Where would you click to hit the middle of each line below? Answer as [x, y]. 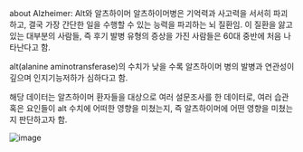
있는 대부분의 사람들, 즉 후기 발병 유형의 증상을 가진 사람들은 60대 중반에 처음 [146, 36]
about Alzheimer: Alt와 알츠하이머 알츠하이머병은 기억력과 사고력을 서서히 [140, 13]
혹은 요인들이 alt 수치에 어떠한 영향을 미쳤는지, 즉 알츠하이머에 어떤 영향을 [139, 108]
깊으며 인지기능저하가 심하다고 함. [69, 78]
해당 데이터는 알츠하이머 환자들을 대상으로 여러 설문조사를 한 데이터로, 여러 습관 [149, 97]
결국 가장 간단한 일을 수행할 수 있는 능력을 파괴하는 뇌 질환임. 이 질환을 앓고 [161, 24]
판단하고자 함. [43, 119]
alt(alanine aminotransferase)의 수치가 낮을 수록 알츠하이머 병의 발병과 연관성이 [152, 66]
